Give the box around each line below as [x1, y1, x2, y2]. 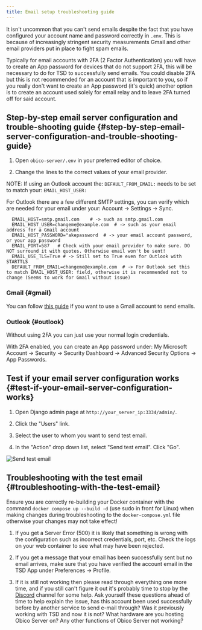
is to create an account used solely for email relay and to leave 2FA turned [6, 88, 191, 96]
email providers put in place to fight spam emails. [6, 45, 128, 52]
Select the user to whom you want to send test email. [14, 432, 148, 439]
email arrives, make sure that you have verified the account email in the [14, 560, 193, 567]
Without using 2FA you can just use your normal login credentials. [6, 331, 169, 339]
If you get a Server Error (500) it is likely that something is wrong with [14, 529, 188, 536]
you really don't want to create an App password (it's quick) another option [6, 82, 193, 89]
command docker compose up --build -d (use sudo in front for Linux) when [6, 504, 194, 511]
